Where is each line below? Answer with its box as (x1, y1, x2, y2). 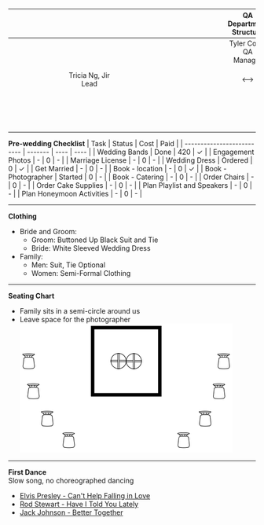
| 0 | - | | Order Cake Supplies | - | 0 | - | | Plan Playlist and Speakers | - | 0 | (8, 181, 253, 189)
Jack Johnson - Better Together (19, 508, 123, 517)
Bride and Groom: (19, 227, 77, 236)
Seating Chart (8, 292, 55, 300)
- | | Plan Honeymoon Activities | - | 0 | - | (8, 189, 143, 198)
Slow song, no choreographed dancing (8, 476, 134, 485)
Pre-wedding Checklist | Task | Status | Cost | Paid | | (8, 139, 183, 148)
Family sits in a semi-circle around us (19, 307, 141, 315)
